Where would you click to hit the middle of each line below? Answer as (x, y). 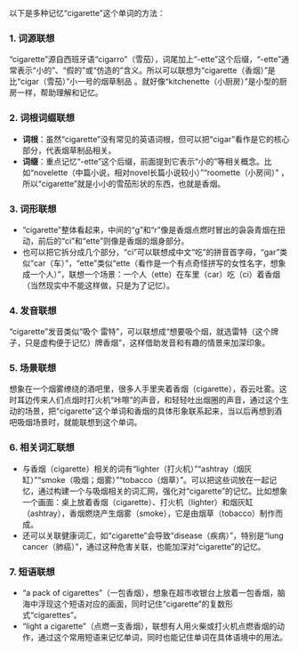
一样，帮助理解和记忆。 (60, 92)
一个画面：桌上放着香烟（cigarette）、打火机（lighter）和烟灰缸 (137, 502)
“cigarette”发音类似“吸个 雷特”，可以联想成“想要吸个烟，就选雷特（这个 (140, 332)
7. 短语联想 (32, 572)
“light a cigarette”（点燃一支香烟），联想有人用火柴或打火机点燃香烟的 (149, 626)
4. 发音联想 (33, 310)
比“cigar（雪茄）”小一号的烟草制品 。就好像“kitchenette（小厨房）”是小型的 (145, 82)
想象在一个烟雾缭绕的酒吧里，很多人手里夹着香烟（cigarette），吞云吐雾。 (145, 389)
